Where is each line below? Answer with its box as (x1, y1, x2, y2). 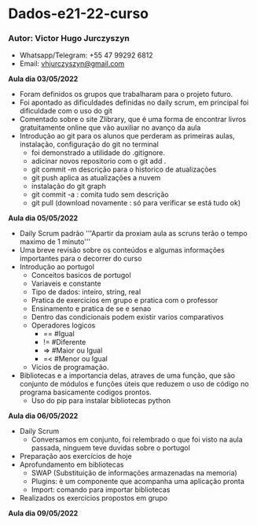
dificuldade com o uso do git (19, 106, 112, 116)
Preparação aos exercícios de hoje (19, 452, 132, 461)
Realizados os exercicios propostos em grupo (19, 494, 168, 503)
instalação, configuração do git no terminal (19, 139, 159, 150)
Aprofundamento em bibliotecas (19, 460, 124, 469)
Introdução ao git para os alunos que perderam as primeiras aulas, (19, 131, 236, 141)
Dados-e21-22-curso (8, 5, 149, 23)
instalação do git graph (31, 182, 106, 191)
